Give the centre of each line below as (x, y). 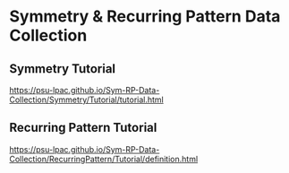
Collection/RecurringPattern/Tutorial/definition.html (104, 159)
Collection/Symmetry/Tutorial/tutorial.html (86, 99)
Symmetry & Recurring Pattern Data (145, 17)
